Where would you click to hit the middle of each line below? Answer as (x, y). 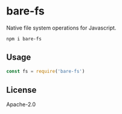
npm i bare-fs (24, 39)
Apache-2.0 (21, 104)
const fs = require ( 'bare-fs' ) (46, 71)
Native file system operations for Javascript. (61, 28)
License (21, 90)
